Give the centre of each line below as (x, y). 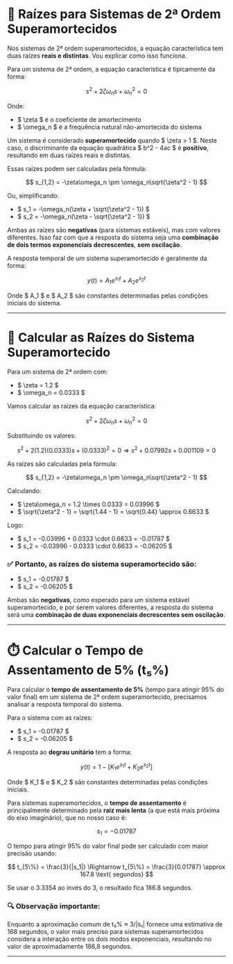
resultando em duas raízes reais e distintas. (69, 155)
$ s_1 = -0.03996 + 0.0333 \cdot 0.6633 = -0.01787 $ (93, 538)
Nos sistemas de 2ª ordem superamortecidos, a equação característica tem (115, 48)
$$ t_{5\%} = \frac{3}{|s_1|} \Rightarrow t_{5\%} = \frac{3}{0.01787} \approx (116, 867)
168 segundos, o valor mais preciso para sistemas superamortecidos (105, 931)
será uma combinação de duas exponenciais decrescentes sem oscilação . (116, 615)
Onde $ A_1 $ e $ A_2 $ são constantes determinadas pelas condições (107, 296)
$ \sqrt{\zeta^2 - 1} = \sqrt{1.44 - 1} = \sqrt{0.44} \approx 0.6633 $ (113, 511)
